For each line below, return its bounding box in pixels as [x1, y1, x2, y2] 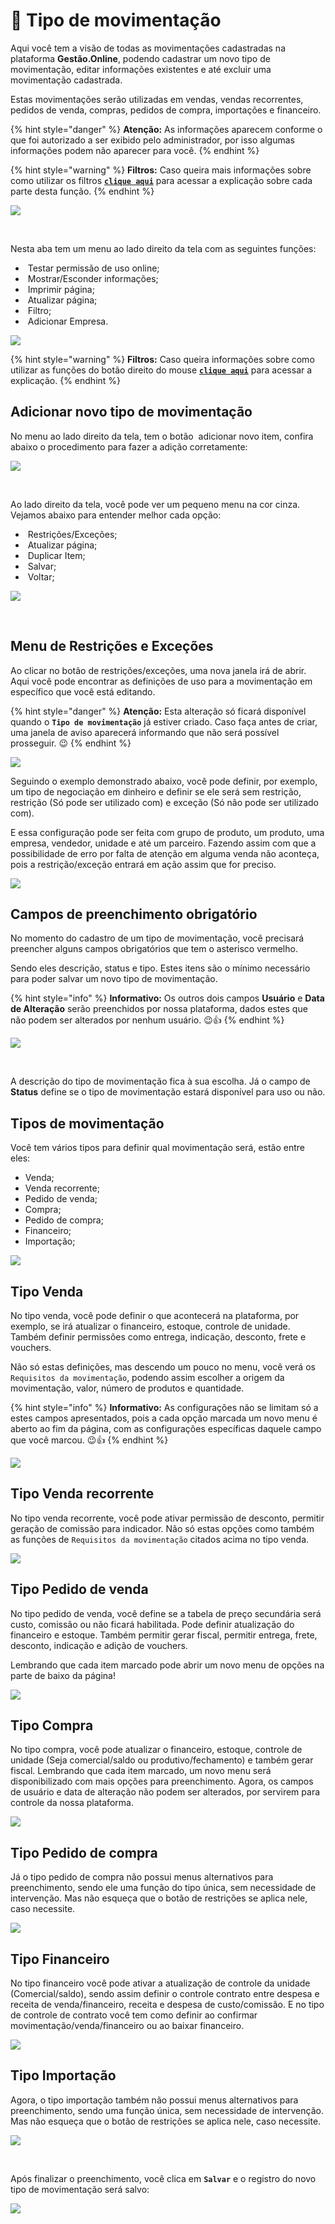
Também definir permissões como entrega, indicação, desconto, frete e [10, 1331, 307, 1343]
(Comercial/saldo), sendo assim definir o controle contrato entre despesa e [10, 1988, 320, 2000]
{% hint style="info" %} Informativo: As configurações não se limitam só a [10, 1402, 319, 1413]
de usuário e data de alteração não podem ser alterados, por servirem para [10, 1786, 321, 1798]
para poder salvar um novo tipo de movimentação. [10, 973, 218, 985]
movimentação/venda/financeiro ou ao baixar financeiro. [10, 2020, 245, 2032]
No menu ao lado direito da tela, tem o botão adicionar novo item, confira [10, 430, 314, 442]
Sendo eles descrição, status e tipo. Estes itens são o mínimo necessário [10, 962, 311, 974]
